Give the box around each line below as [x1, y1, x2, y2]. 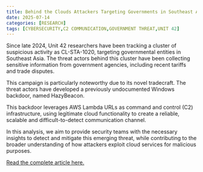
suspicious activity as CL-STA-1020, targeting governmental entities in [6, 49, 181, 56]
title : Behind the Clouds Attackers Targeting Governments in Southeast [6, 8, 193, 15]
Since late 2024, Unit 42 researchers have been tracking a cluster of [6, 42, 177, 49]
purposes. [6, 147, 32, 155]
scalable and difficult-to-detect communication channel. [6, 117, 146, 124]
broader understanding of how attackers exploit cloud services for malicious [6, 141, 196, 148]
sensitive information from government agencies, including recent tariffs [6, 61, 186, 69]
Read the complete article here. [6, 159, 85, 166]
